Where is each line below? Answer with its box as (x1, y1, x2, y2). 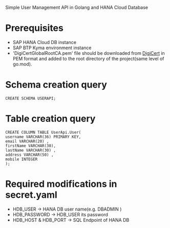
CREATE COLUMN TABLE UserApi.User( (5, 130, 81, 135)
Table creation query (5, 113, 96, 125)
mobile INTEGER (5, 156, 38, 162)
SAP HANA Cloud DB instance (12, 39, 77, 45)
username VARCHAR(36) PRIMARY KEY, (5, 134, 81, 139)
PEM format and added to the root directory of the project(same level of (12, 55, 164, 61)
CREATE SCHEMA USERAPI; (5, 96, 56, 101)
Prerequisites (5, 23, 64, 34)
